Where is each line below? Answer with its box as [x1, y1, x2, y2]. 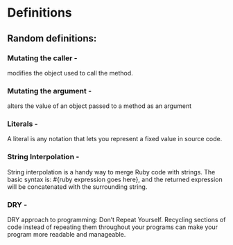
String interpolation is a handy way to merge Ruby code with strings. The [7, 167, 216, 176]
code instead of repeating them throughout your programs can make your [7, 223, 218, 231]
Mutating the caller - [7, 53, 78, 63]
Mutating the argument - [7, 86, 92, 96]
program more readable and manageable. [7, 230, 126, 239]
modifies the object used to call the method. [7, 69, 133, 77]
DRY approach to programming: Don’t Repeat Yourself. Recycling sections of [7, 216, 226, 224]
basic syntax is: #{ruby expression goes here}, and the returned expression [7, 175, 223, 183]
